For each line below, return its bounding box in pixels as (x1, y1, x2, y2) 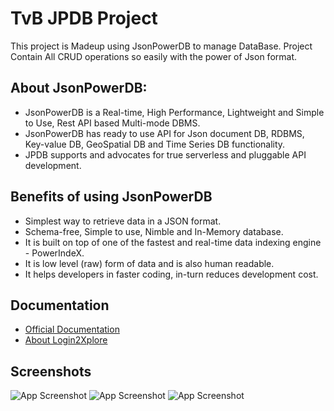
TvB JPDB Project (10, 7, 158, 30)
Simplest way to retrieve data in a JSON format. (24, 215, 222, 227)
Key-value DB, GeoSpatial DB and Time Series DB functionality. (24, 138, 286, 150)
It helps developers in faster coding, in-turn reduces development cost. (24, 268, 319, 280)
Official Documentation (24, 323, 120, 336)
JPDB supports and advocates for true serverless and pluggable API (24, 148, 307, 161)
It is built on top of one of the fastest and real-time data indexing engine (24, 236, 322, 248)
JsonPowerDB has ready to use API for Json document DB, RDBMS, (24, 127, 305, 139)
